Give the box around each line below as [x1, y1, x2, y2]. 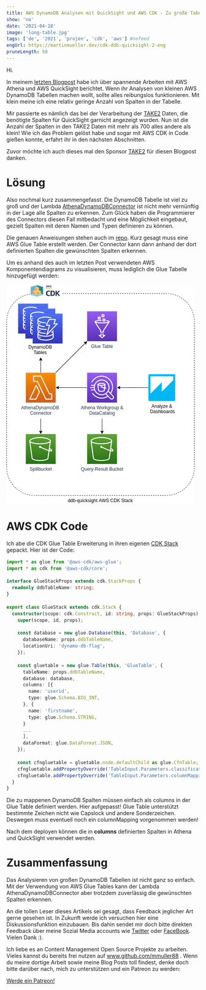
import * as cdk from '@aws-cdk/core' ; [6, 565, 109, 571]
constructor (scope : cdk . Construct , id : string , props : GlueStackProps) [12, 611, 199, 617]
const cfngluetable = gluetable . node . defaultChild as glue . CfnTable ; [17, 759, 199, 765]
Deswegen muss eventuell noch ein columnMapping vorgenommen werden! [6, 816, 199, 824]
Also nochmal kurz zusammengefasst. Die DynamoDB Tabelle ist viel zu [6, 196, 188, 203]
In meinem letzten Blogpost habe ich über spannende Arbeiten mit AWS [6, 78, 188, 85]
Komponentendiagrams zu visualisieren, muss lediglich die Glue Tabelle [6, 265, 188, 273]
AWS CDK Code [6, 519, 88, 533]
